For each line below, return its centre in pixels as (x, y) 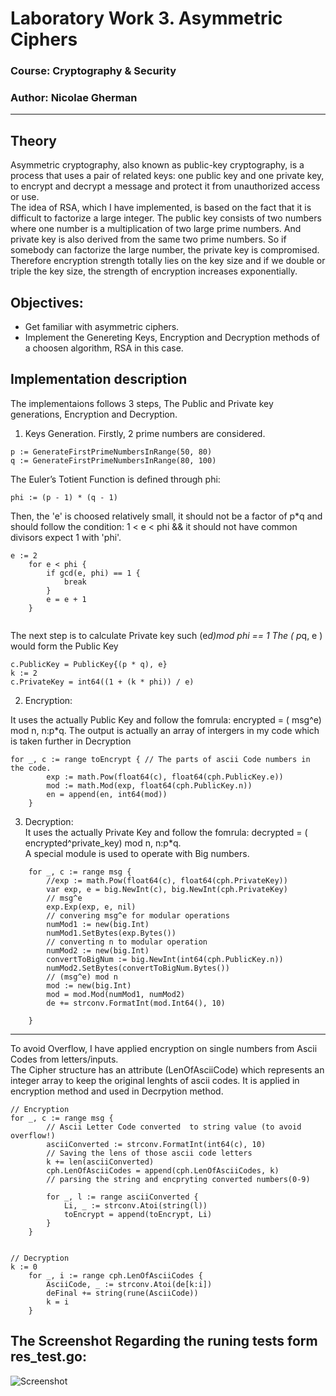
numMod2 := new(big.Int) (98, 950)
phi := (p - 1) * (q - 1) (64, 497)
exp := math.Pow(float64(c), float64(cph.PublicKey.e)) (165, 777)
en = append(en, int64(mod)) (107, 794)
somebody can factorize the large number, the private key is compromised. (165, 250)
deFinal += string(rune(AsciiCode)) (122, 1293)
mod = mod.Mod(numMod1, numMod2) (116, 994)
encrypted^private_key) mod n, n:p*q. (103, 843)
